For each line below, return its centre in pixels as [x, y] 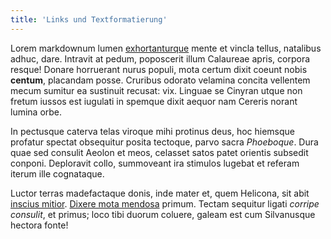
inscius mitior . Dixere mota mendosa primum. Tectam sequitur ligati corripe [165, 203]
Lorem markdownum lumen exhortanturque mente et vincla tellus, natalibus [166, 48]
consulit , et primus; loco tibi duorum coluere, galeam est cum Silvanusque [163, 214]
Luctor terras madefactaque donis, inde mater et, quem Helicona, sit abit [160, 193]
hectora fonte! [39, 225]
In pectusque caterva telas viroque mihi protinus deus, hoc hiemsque [153, 131]
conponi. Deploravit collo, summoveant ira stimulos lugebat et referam [155, 163]
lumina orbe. [36, 112]
